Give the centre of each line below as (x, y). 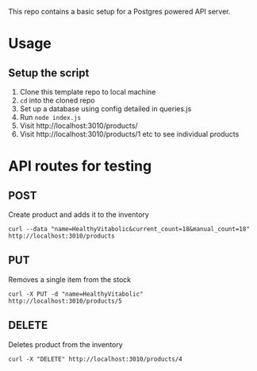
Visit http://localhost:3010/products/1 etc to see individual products (129, 134)
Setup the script (49, 73)
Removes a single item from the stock (70, 279)
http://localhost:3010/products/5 (65, 301)
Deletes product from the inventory (65, 344)
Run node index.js (50, 117)
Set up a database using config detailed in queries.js (105, 109)
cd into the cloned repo (57, 100)
